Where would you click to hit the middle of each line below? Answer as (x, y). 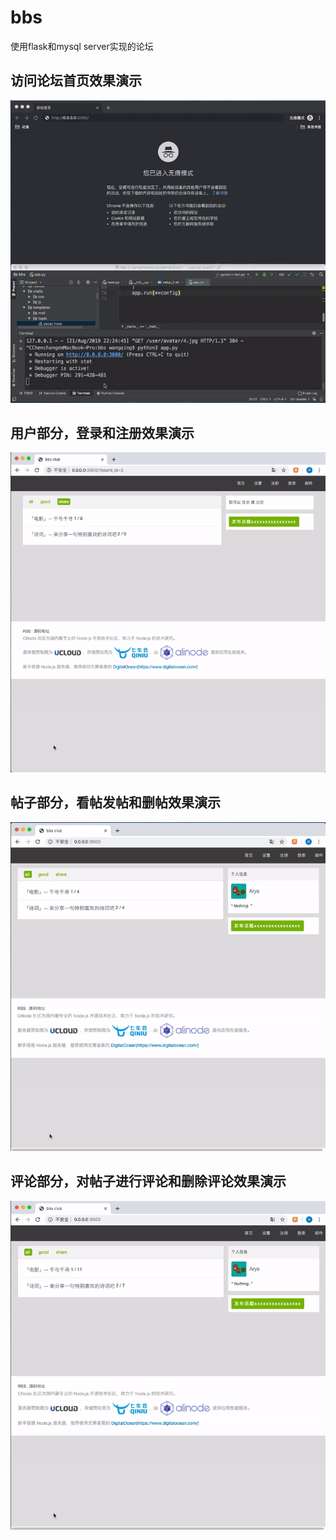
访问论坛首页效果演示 (76, 81)
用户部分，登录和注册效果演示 (102, 432)
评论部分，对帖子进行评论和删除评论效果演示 (148, 1181)
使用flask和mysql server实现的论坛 (82, 46)
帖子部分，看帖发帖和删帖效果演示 (115, 802)
